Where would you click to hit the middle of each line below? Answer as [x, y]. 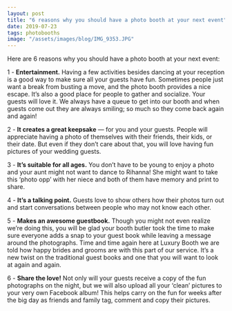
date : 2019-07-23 [32, 26]
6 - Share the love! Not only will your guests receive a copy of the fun [107, 278]
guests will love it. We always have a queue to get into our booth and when [113, 101]
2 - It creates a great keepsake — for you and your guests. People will [108, 130]
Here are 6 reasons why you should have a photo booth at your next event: [114, 59]
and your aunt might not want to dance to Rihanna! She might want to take [113, 172]
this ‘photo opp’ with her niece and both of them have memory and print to [113, 179]
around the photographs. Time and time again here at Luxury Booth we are [113, 243]
